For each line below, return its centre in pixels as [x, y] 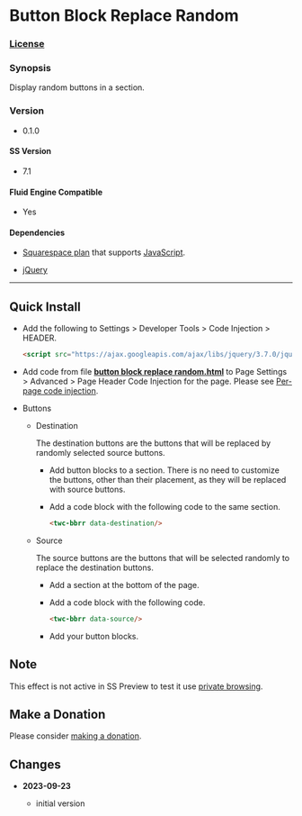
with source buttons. [87, 489]
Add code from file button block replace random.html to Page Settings [155, 372]
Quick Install [45, 307]
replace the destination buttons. [95, 567]
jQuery [35, 270]
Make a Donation [58, 714]
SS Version [31, 151]
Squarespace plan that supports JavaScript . [104, 252]
